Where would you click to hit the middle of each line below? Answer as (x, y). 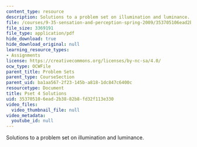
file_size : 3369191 (30, 28)
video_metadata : (26, 115)
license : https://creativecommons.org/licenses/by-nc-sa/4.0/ (84, 61)
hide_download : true (31, 39)
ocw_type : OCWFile (28, 66)
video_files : (22, 104)
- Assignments (23, 55)
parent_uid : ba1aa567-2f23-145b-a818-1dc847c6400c (69, 83)
